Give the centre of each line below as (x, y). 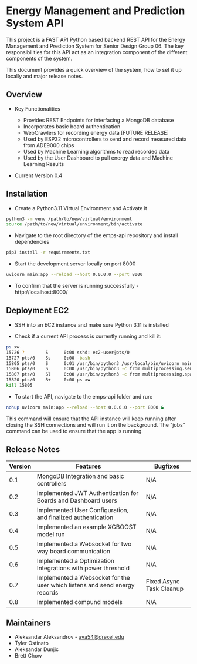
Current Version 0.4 (38, 175)
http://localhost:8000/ (41, 292)
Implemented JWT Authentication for (88, 493)
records (48, 592)
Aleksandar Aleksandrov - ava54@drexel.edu (69, 637)
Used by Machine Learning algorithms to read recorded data (96, 151)
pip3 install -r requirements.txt (48, 253)
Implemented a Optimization (76, 560)
